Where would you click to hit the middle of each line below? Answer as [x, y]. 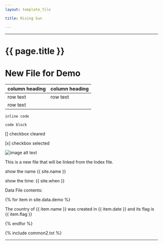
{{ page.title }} [35, 51]
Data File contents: [24, 190]
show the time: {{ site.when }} [35, 180]
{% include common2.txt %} [33, 233]
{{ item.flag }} [19, 214]
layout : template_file [28, 9]
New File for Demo [43, 73]
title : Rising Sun [24, 18]
